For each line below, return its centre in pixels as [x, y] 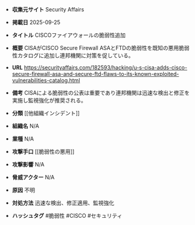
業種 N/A [23, 139]
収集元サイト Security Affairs [48, 9]
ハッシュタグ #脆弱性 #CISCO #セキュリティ [67, 216]
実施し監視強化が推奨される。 [49, 100]
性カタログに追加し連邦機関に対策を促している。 [73, 55]
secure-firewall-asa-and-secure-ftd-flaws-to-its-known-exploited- [95, 74]
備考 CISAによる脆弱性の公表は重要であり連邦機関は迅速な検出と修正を [101, 93]
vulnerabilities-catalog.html [46, 80]
